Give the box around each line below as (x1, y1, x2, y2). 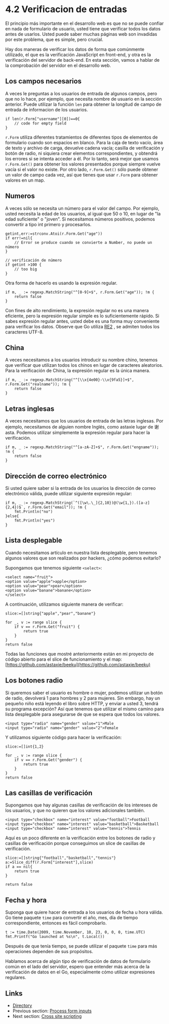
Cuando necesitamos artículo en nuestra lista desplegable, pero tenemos (5, 549, 157, 556)
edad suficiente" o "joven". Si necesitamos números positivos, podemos (5, 216, 155, 222)
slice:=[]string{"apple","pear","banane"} (5, 611, 96, 616)
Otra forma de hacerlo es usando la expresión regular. (5, 280, 118, 286)
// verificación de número (5, 258, 62, 263)
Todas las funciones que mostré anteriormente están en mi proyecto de (5, 651, 154, 657)
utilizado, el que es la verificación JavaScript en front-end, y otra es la (5, 52, 151, 58)
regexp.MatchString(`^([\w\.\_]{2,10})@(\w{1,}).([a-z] (30, 500, 150, 505)
